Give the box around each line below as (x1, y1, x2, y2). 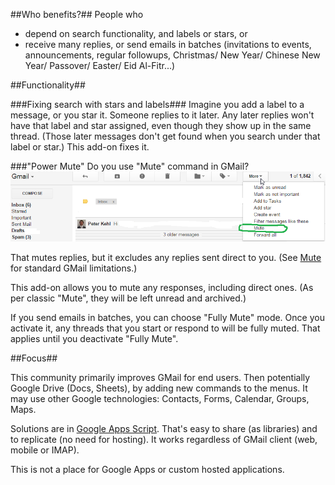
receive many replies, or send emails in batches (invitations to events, (24, 39, 312, 50)
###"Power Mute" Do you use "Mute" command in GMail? (10, 160, 250, 172)
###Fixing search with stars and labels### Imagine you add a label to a (10, 99, 305, 110)
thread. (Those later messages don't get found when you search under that (10, 130, 321, 142)
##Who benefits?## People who (10, 9, 144, 20)
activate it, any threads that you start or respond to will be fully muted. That (10, 322, 321, 334)
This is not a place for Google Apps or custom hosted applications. (10, 463, 285, 475)
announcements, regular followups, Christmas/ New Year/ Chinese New (24, 49, 321, 61)
